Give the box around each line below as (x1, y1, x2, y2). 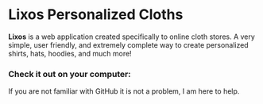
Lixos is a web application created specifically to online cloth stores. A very (8, 32, 256, 41)
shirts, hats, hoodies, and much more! (8, 48, 133, 58)
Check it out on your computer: (8, 68, 131, 79)
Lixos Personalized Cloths (8, 6, 184, 24)
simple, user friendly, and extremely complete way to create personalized (8, 40, 249, 49)
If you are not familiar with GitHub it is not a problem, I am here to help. (8, 87, 240, 96)
